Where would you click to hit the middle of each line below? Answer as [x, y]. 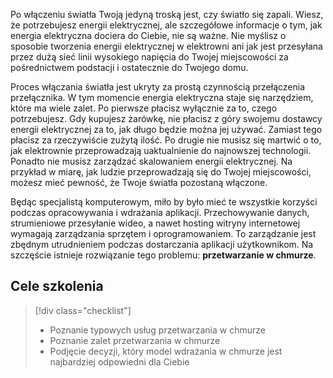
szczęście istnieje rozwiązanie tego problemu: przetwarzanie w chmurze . [163, 255]
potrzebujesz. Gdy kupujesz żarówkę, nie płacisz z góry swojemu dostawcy [166, 118]
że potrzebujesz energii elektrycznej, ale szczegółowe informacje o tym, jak [166, 25]
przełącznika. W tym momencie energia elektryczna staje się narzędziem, [162, 97]
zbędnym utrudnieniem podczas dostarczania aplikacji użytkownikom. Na [162, 244]
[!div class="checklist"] [83, 310]
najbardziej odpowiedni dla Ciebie [119, 361]
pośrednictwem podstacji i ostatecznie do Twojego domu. [129, 67]
